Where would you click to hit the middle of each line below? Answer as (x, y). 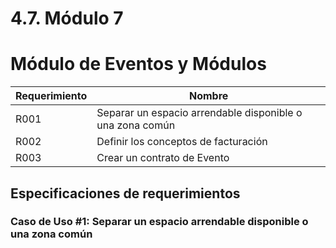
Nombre (208, 96)
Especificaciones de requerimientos (125, 193)
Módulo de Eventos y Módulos (138, 64)
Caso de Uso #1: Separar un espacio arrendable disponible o (159, 222)
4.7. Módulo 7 (67, 18)
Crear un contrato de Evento (163, 158)
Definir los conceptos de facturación (182, 142)
